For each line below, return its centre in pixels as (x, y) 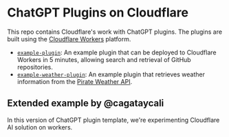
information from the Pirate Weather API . (75, 81)
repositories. (35, 67)
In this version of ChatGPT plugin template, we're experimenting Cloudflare (113, 120)
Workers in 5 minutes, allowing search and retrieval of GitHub (104, 59)
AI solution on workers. (40, 127)
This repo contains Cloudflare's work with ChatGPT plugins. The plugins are (115, 32)
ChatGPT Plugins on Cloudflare (98, 13)
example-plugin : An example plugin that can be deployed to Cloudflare (117, 52)
